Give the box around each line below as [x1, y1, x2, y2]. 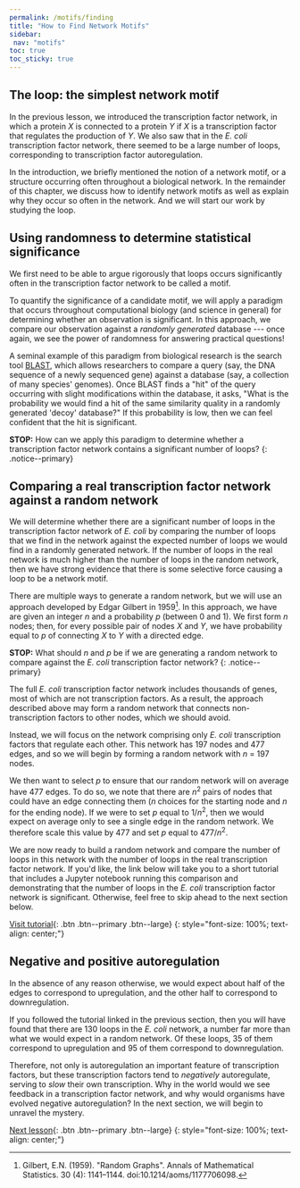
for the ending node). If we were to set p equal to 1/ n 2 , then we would [9, 805, 265, 817]
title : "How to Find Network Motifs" [9, 21, 150, 30]
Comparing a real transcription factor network [9, 479, 271, 494]
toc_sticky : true [9, 54, 74, 63]
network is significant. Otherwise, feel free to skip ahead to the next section [9, 892, 288, 903]
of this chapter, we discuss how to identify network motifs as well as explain [9, 185, 289, 197]
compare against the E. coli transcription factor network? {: [9, 657, 227, 668]
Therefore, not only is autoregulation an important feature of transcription [9, 1059, 279, 1070]
